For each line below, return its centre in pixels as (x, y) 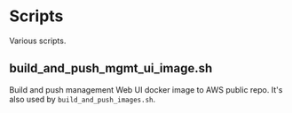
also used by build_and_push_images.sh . (83, 99)
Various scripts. (38, 41)
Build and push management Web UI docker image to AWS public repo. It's (146, 89)
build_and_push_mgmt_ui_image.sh (111, 68)
